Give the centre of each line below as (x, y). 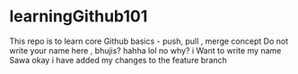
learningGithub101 (79, 16)
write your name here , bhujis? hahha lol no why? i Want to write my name (145, 50)
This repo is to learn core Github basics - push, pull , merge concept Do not (149, 41)
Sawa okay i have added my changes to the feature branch (118, 60)
